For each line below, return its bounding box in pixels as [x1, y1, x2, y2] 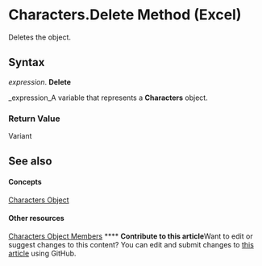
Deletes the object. [8, 32, 71, 42]
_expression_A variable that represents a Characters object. [8, 93, 208, 102]
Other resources [8, 214, 64, 223]
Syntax [8, 56, 45, 69]
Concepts [8, 177, 42, 187]
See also [8, 155, 52, 168]
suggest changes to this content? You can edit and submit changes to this [8, 239, 254, 249]
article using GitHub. [8, 248, 77, 258]
